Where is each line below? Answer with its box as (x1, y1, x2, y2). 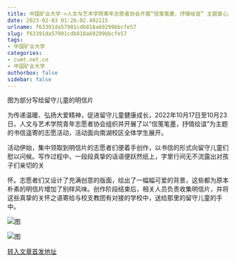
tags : (7, 37, 23, 44)
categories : (7, 50, 42, 57)
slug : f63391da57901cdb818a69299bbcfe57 (7, 30, 128, 37)
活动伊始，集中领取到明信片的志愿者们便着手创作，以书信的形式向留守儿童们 (7, 144, 229, 152)
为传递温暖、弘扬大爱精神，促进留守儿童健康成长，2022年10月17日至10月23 (7, 111, 228, 120)
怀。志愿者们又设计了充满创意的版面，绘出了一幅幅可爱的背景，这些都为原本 (7, 176, 229, 185)
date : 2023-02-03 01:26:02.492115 (7, 17, 109, 24)
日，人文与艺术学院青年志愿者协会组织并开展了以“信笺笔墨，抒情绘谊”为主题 (7, 120, 228, 128)
